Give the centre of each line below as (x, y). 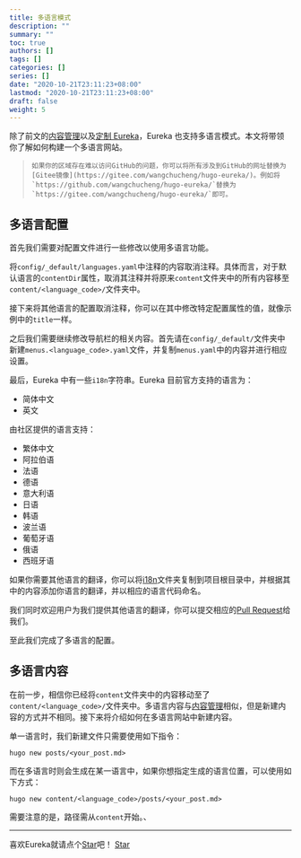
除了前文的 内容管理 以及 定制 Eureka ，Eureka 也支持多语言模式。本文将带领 (147, 136)
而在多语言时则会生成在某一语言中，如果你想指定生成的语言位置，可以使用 (146, 770)
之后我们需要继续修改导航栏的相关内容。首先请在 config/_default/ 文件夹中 (147, 338)
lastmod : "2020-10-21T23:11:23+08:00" (82, 92)
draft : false (34, 101)
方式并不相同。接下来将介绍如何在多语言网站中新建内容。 (131, 717)
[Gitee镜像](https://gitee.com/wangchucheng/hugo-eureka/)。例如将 (155, 176)
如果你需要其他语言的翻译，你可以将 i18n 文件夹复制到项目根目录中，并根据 (146, 580)
